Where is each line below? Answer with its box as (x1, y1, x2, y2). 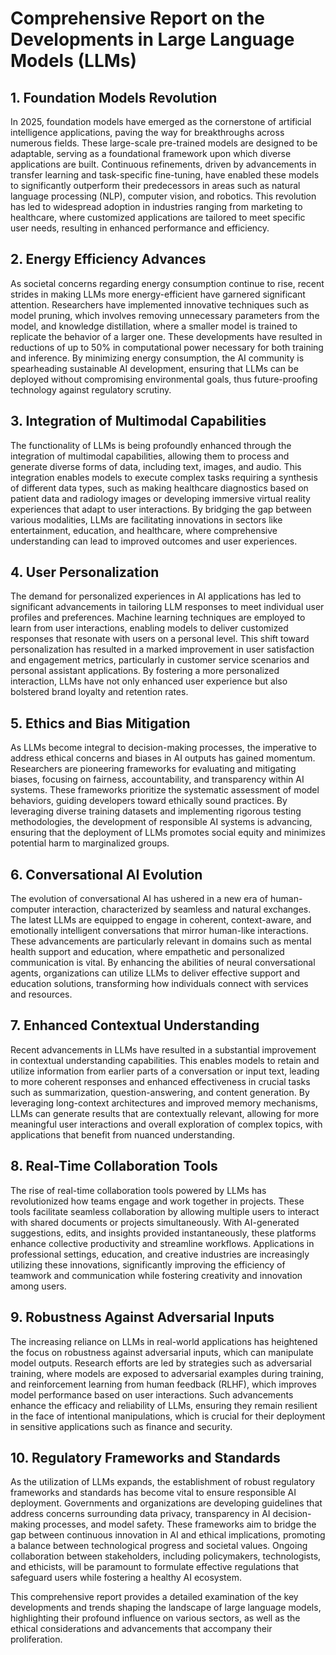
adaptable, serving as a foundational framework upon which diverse (10, 148, 292, 159)
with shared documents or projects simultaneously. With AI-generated (10, 1216, 300, 1228)
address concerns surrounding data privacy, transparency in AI (10, 1508, 271, 1520)
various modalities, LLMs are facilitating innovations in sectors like (10, 513, 283, 526)
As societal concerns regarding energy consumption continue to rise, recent (10, 277, 325, 289)
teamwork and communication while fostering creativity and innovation (10, 1269, 303, 1281)
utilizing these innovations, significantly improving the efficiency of (10, 1258, 286, 1271)
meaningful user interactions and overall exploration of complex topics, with (10, 1118, 323, 1130)
